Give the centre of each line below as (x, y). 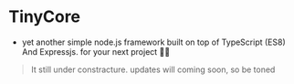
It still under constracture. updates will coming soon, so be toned (153, 69)
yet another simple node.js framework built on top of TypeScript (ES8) (154, 42)
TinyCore (45, 17)
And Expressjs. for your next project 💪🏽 (96, 51)
